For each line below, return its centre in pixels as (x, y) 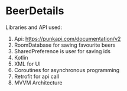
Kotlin (21, 57)
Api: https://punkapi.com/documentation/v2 (67, 38)
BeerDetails (35, 11)
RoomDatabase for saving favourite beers (65, 45)
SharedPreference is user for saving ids (62, 51)
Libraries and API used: (34, 27)
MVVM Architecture (38, 82)
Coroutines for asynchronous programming (67, 70)
